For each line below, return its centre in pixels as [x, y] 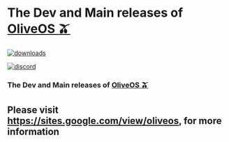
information [33, 132]
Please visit [33, 110]
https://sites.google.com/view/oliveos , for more [114, 121]
